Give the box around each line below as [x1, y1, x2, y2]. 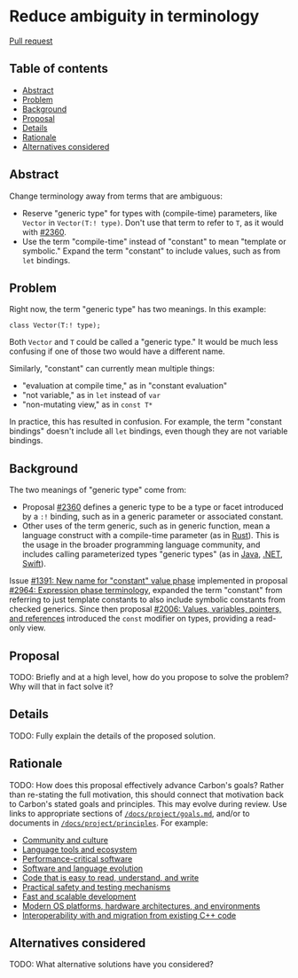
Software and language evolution [21, 863, 144, 873]
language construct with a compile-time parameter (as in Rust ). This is [21, 530, 279, 541]
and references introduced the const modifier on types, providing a [9, 614, 255, 624]
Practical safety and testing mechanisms [21, 881, 171, 892]
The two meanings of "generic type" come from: [9, 485, 187, 496]
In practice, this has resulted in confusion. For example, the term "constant [9, 417, 282, 427]
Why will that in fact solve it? [9, 681, 114, 692]
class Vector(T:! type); [9, 321, 101, 330]
